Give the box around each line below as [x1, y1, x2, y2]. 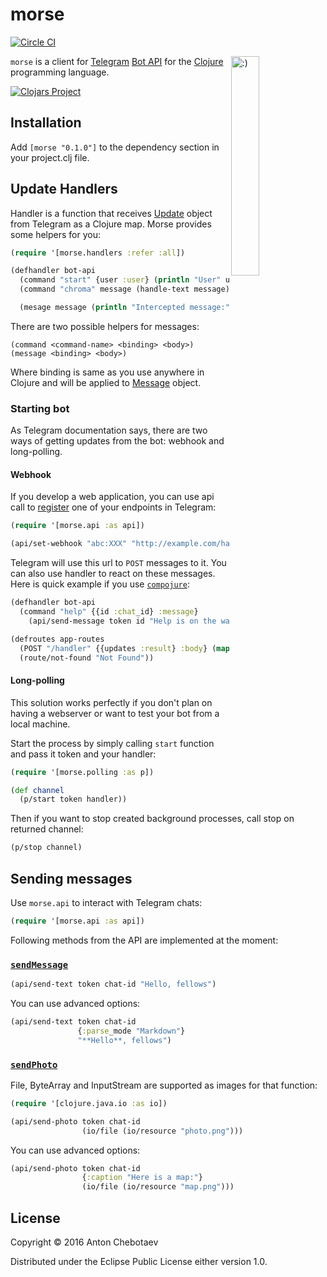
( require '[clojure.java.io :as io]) [10, 1098, 168, 1108]
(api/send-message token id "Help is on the [28, 616, 217, 626]
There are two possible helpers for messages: [10, 320, 200, 332]
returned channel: [10, 823, 84, 835]
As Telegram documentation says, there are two [10, 424, 208, 437]
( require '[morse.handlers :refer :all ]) [10, 248, 186, 258]
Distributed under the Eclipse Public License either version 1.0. [10, 1255, 268, 1267]
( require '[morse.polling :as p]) [10, 767, 155, 777]
